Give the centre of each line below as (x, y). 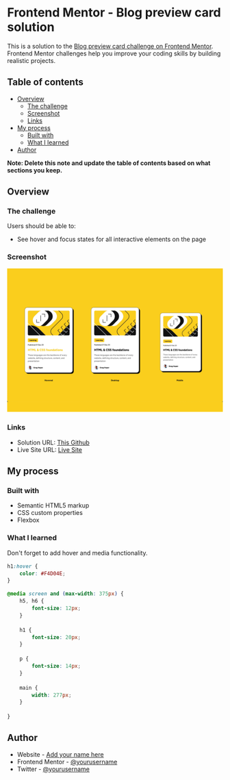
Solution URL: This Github (53, 442)
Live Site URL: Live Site (50, 449)
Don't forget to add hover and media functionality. (78, 553)
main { (29, 688)
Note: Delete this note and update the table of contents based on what (109, 163)
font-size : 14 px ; (56, 666)
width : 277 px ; (52, 695)
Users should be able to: (42, 226)
